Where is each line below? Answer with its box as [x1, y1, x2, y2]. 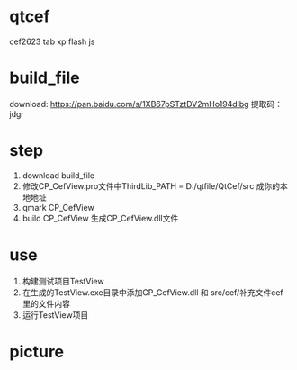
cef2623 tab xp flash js [9, 36, 95, 47]
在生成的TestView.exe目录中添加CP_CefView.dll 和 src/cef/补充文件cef [22, 286, 283, 298]
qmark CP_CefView [22, 202, 94, 212]
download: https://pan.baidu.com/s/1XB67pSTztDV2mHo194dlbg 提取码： [9, 98, 283, 109]
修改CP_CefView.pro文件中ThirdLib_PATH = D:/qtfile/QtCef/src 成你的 [22, 180, 281, 191]
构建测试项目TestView [22, 275, 105, 286]
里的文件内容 [22, 298, 70, 309]
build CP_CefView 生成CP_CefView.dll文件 [22, 212, 179, 223]
